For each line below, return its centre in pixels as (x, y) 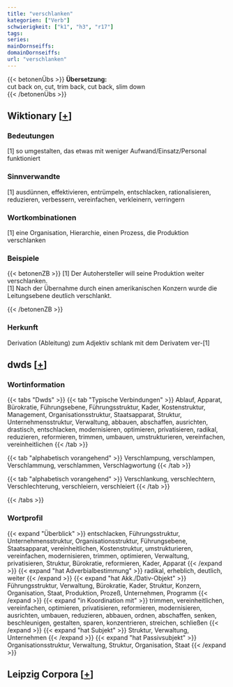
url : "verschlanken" (37, 59)
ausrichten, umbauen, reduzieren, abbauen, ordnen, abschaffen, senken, (112, 615)
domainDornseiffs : (34, 53)
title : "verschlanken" (40, 14)
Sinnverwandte (34, 177)
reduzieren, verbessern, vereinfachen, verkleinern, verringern (96, 199)
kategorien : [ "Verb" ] (39, 20)
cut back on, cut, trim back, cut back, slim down (76, 86)
